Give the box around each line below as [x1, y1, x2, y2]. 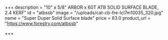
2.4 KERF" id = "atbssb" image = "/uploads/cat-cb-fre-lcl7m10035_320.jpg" [5, 10, 163, 16]
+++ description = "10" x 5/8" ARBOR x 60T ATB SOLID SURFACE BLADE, [5, 5, 159, 10]
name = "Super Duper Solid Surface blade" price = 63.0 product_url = [5, 15, 151, 21]
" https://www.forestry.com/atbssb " [5, 20, 78, 26]
